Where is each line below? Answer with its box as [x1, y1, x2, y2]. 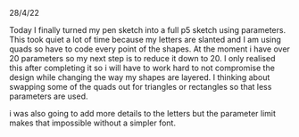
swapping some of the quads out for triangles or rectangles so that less [9, 82, 272, 92]
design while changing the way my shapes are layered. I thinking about [9, 72, 270, 83]
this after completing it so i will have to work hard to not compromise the [9, 62, 275, 73]
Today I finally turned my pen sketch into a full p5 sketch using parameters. [9, 25, 287, 35]
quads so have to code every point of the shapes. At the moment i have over [9, 44, 290, 54]
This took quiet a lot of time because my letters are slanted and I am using [9, 35, 281, 44]
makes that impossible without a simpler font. [9, 117, 177, 128]
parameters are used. [9, 91, 88, 101]
